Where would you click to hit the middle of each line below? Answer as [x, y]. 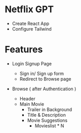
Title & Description [47, 115]
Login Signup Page [32, 63]
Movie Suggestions [47, 120]
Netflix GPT [29, 9]
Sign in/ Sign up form [42, 73]
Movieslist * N [49, 125]
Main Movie [32, 104]
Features [24, 50]
